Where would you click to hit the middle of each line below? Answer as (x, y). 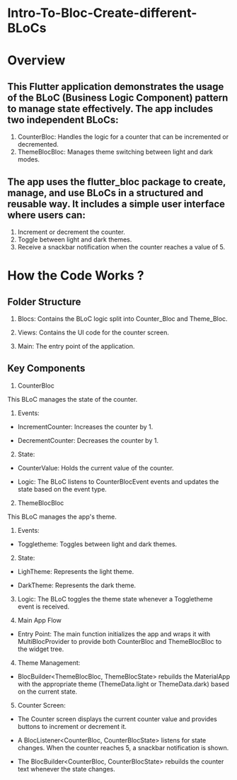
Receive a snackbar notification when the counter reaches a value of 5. (121, 247)
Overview (36, 61)
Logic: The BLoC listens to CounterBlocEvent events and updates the (118, 481)
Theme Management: (49, 662)
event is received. (44, 606)
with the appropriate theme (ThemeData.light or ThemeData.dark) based (123, 684)
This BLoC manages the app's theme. (62, 516)
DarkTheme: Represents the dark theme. (77, 585)
